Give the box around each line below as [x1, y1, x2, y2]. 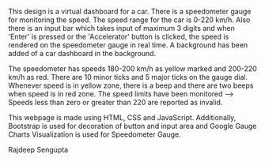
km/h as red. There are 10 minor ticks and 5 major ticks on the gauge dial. [8, 73, 248, 81]
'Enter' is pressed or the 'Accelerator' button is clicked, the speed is [8, 32, 229, 41]
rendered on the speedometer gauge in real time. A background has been [8, 40, 248, 50]
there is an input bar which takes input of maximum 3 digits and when [8, 24, 236, 32]
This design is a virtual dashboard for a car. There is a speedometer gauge [8, 7, 252, 16]
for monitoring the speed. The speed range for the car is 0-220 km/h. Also [8, 15, 251, 24]
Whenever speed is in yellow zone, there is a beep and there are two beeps [8, 81, 254, 90]
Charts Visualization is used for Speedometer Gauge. [8, 130, 182, 139]
